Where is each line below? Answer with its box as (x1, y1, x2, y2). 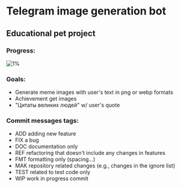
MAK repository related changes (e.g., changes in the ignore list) (14, 162, 176, 169)
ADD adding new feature (14, 130, 76, 137)
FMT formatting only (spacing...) (14, 155, 96, 163)
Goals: (6, 75, 26, 83)
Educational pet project (6, 28, 96, 39)
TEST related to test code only (14, 169, 91, 176)
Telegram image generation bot (6, 4, 167, 18)
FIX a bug (14, 137, 39, 144)
